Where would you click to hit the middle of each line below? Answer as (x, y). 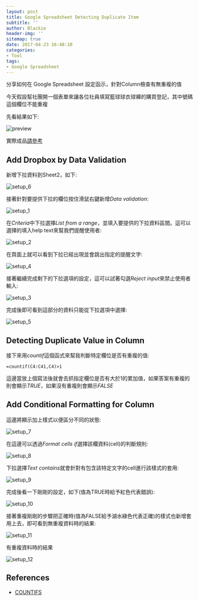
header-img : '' (25, 34)
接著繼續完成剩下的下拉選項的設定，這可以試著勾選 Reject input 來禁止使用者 (98, 278)
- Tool (14, 56)
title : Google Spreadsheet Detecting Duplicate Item (73, 17)
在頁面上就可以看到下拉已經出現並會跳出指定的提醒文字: (75, 255)
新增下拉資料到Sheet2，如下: (41, 175)
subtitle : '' (22, 23)
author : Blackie (26, 28)
